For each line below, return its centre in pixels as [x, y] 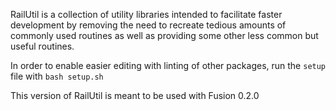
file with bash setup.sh [57, 76]
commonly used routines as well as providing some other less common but [164, 35]
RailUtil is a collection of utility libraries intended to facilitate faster [146, 14]
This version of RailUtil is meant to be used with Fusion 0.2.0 [135, 95]
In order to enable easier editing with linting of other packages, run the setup [168, 65]
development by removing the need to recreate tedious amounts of [148, 25]
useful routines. [42, 46]
